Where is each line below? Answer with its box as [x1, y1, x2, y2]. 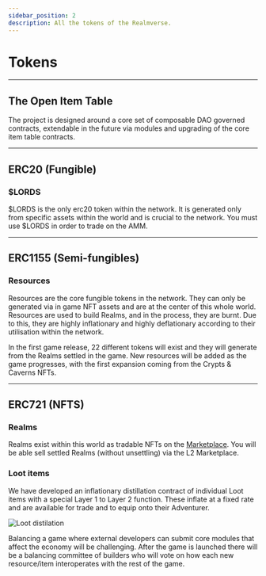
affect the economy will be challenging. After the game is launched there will [8, 542, 258, 551]
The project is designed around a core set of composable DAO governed [8, 116, 245, 125]
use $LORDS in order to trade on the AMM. [8, 221, 148, 231]
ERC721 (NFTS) [8, 398, 85, 412]
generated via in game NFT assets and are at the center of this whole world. [8, 302, 256, 311]
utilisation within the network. [8, 326, 104, 337]
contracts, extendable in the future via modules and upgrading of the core [8, 124, 249, 133]
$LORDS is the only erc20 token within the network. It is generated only [8, 204, 241, 214]
